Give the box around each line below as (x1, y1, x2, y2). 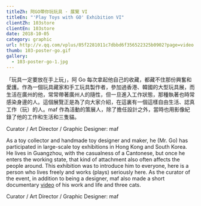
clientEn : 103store (6, 25, 55, 32)
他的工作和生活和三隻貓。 (16, 113, 80, 120)
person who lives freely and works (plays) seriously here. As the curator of (6, 168, 190, 176)
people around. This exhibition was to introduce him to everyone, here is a (6, 162, 189, 169)
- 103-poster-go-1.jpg (11, 59, 68, 64)
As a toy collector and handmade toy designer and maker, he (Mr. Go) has (6, 137, 188, 144)
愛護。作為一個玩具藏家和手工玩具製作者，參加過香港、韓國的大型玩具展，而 (6, 83, 195, 90)
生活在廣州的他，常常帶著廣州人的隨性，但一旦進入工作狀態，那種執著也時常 (6, 91, 195, 98)
